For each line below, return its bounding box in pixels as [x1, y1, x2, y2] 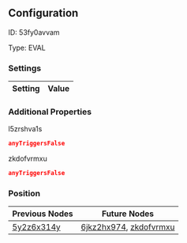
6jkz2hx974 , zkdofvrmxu [80, 222, 175, 233]
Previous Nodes [12, 208, 73, 219]
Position [8, 188, 41, 199]
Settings [8, 63, 42, 74]
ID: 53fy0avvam [8, 27, 61, 37]
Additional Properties [8, 106, 92, 117]
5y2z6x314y [12, 222, 61, 233]
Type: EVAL [8, 43, 46, 52]
